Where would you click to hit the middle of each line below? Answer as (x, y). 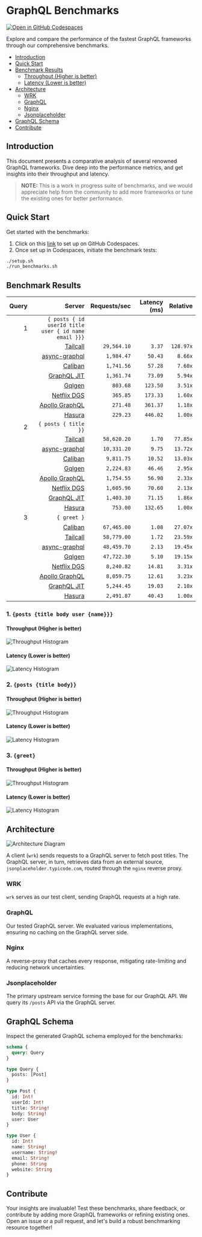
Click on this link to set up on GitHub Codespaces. (77, 243)
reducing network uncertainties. (46, 967)
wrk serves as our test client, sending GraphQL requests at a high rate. (93, 897)
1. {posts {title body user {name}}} (60, 614)
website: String (32, 1169)
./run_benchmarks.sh (32, 267)
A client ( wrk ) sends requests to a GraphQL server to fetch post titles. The (97, 855)
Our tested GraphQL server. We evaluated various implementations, (90, 926)
